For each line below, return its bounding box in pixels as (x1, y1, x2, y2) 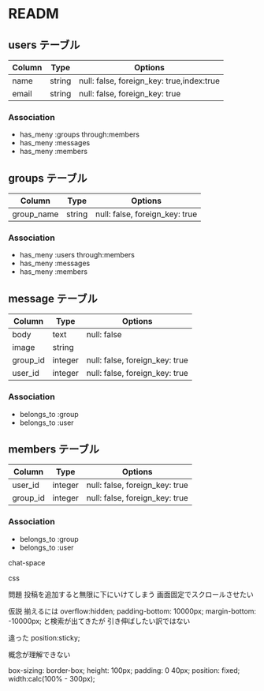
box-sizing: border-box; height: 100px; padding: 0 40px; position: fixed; (8, 665, 240, 675)
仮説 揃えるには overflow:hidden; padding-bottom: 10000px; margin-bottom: (8, 606, 257, 616)
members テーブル (8, 442, 100, 456)
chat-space (8, 558, 46, 567)
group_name (12, 208, 59, 220)
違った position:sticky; (8, 633, 80, 642)
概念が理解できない (8, 649, 71, 659)
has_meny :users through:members (19, 250, 136, 260)
